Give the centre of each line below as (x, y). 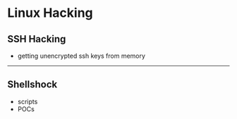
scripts (28, 101)
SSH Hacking (37, 39)
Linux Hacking (50, 13)
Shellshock (32, 85)
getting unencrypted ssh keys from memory (81, 56)
